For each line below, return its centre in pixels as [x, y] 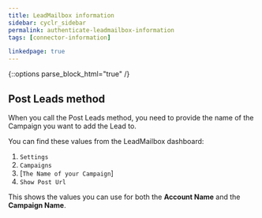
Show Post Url [43, 182]
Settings [34, 157]
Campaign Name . [37, 205]
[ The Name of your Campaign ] [66, 173]
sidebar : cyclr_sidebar [47, 23]
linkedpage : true [37, 52]
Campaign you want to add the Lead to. [72, 126]
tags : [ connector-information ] [60, 37]
